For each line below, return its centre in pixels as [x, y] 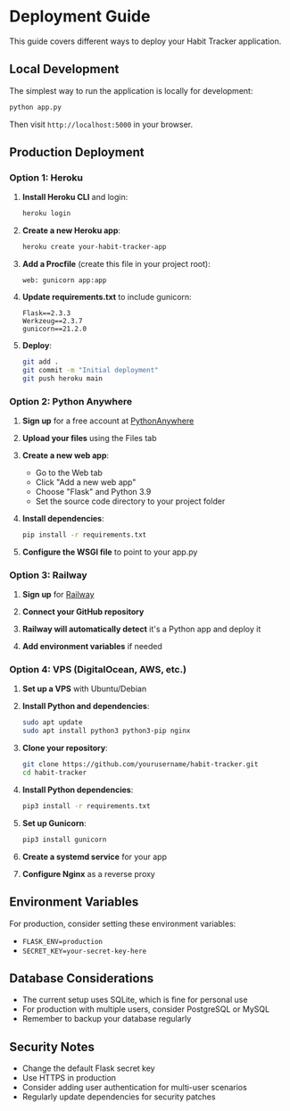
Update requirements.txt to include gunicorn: [107, 297]
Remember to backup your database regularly [107, 1019]
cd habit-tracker [54, 773]
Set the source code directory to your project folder [130, 501]
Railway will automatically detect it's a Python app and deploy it [141, 629]
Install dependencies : [63, 518]
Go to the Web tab [69, 472]
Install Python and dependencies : [86, 706]
